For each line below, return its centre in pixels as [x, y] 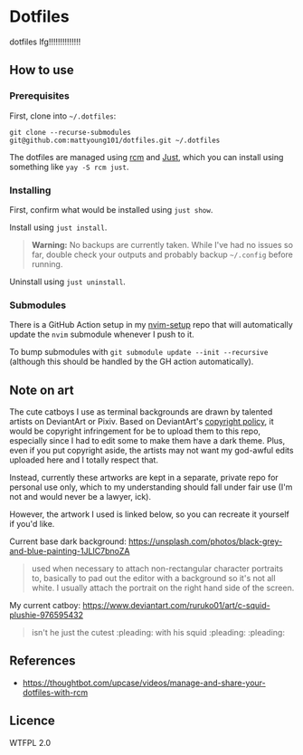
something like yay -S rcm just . [69, 167]
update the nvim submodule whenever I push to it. [102, 334]
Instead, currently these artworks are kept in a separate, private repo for [144, 478]
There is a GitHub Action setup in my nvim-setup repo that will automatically [151, 325]
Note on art [42, 390]
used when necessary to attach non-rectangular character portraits [157, 569]
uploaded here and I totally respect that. [84, 460]
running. [47, 263]
